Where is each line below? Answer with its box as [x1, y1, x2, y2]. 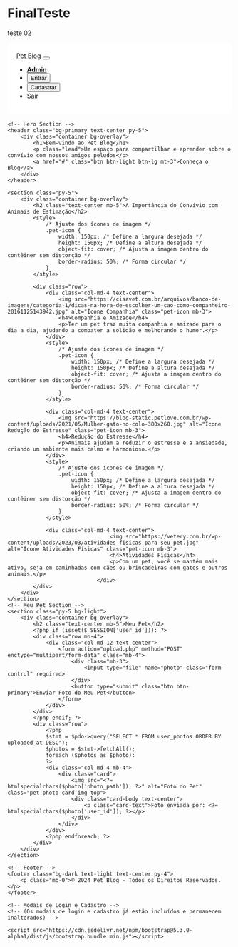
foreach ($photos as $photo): [45, 751, 135, 758]
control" [7, 670, 33, 678]
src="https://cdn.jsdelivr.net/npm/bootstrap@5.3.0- [33, 926, 193, 933]
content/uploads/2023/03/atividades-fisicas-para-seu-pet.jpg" [7, 539, 200, 546]
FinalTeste [7, 5, 71, 21]
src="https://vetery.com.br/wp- [125, 533, 222, 540]
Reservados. [185, 876, 222, 883]
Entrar [30, 74, 48, 81]
